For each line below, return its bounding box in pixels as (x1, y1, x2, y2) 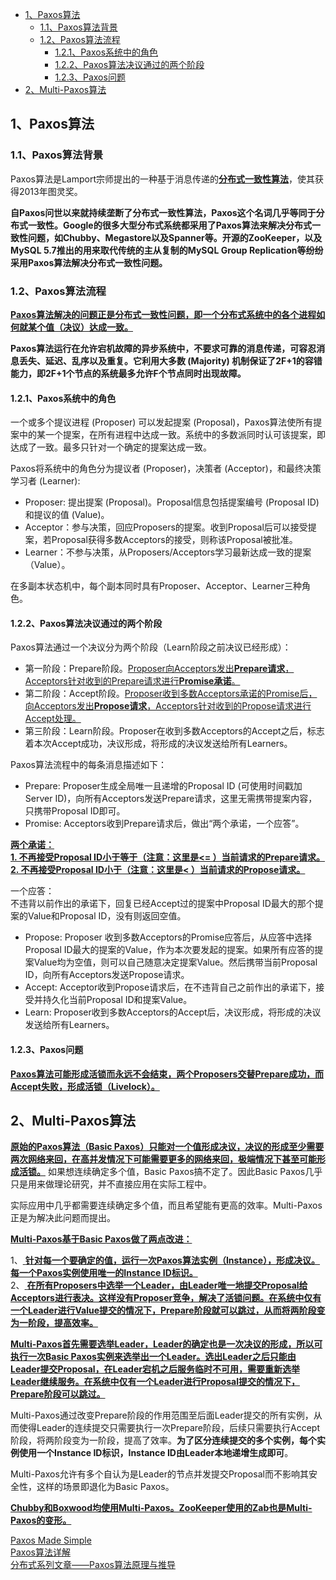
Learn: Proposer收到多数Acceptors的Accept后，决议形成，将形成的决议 (24, 1006, 322, 1018)
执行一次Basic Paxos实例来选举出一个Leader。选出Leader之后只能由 (10, 1351, 297, 1363)
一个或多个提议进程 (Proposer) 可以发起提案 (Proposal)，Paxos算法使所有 (10, 416, 314, 428)
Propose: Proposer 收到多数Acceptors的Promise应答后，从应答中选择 (24, 931, 313, 943)
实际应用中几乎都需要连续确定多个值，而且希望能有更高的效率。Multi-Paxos (10, 1199, 323, 1212)
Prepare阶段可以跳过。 (10, 1388, 106, 1400)
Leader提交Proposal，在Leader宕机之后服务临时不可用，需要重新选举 (10, 1363, 300, 1375)
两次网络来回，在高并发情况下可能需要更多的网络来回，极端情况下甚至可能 (10, 1153, 317, 1165)
